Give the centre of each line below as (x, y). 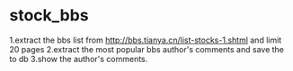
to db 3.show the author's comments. (79, 59)
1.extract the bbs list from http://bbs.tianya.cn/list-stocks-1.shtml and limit (146, 40)
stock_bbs (49, 16)
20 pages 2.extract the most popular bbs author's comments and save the (147, 49)
